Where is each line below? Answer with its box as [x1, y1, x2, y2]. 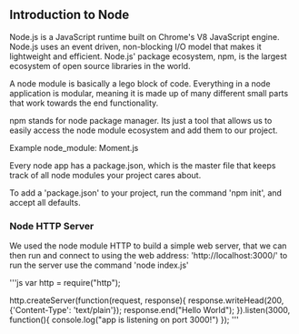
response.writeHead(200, [187, 295, 284, 306]
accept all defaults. [9, 197, 81, 207]
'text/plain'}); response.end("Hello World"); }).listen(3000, [73, 305, 291, 316]
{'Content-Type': [9, 305, 72, 316]
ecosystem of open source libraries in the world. [9, 60, 191, 71]
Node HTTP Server [9, 219, 95, 232]
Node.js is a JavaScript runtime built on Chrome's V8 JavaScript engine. [9, 31, 280, 42]
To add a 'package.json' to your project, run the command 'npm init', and [9, 187, 282, 198]
